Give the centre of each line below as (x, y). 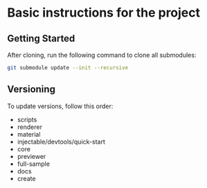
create (26, 178)
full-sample (34, 164)
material (29, 134)
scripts (27, 119)
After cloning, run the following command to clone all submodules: (102, 55)
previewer (31, 156)
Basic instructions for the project (104, 13)
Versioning (31, 89)
